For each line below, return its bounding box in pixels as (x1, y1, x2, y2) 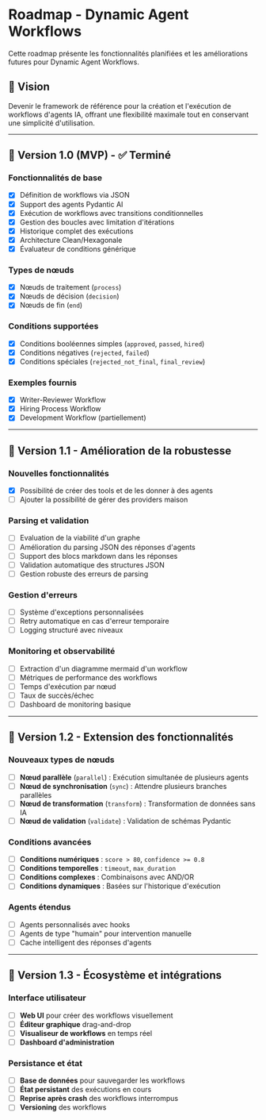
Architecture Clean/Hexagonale (19, 235, 123, 244)
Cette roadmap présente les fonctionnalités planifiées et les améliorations (8, 48, 248, 58)
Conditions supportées (8, 321, 99, 332)
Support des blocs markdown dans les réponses (19, 551, 178, 560)
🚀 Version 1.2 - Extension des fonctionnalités (8, 730, 234, 744)
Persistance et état (8, 1057, 83, 1068)
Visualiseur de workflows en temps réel (19, 1028, 153, 1037)
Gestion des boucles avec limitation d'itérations (19, 217, 175, 227)
